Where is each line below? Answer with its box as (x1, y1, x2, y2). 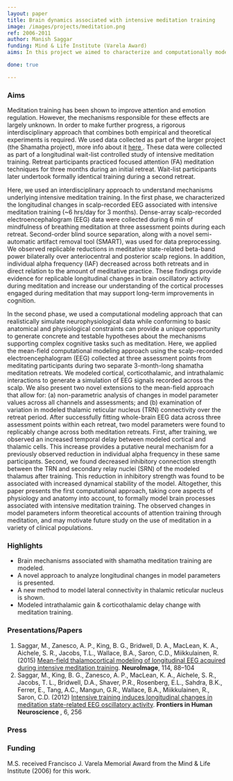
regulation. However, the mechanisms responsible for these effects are (7, 114, 209, 122)
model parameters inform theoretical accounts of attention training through (7, 509, 222, 517)
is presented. (17, 578, 55, 587)
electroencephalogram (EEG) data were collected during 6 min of (7, 216, 193, 224)
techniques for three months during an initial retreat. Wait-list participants (7, 165, 217, 173)
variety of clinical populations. (7, 524, 94, 532)
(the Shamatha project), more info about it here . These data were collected (7, 143, 223, 151)
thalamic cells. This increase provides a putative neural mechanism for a (7, 443, 214, 451)
